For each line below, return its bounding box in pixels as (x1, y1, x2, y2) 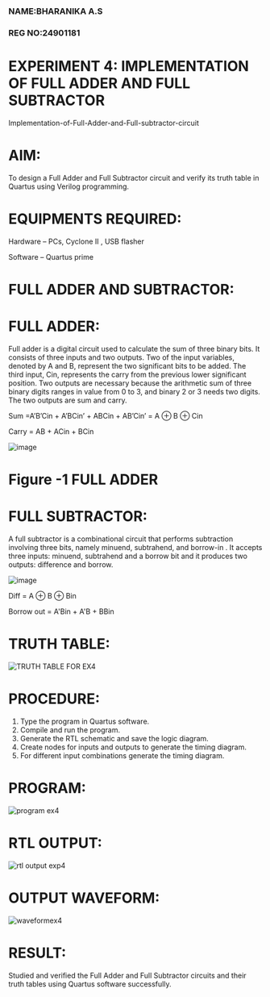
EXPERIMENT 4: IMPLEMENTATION (8, 57, 250, 76)
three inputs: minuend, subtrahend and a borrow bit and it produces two (8, 551, 248, 561)
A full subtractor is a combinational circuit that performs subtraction (8, 534, 234, 544)
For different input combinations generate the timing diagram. (19, 750, 225, 760)
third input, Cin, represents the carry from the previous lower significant (8, 369, 247, 379)
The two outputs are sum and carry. (8, 395, 127, 405)
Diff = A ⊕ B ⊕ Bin (8, 590, 77, 600)
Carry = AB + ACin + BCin (8, 426, 94, 436)
